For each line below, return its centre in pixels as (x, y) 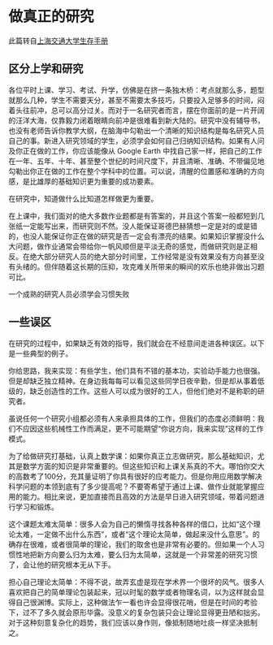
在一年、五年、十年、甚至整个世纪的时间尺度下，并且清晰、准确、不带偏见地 (136, 161)
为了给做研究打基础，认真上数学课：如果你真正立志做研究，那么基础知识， (133, 456)
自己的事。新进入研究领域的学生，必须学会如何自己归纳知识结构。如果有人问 (136, 141)
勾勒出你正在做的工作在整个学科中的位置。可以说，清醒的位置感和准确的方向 (136, 171)
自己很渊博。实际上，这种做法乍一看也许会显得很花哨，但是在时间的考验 (136, 602)
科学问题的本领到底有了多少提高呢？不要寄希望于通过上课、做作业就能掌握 (133, 486)
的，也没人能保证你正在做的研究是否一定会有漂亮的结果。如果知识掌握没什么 (136, 236)
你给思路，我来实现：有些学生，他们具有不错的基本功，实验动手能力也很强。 (136, 370)
